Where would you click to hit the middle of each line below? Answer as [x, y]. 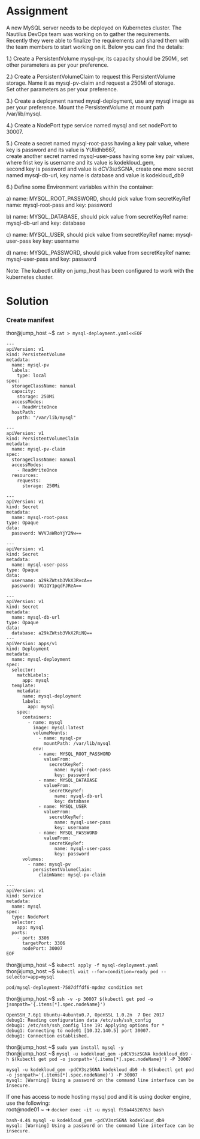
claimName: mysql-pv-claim [72, 875]
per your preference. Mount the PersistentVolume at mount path [85, 107]
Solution [28, 301]
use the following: [28, 1103]
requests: [29, 481]
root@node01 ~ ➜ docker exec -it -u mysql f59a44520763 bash [85, 1110]
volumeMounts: [50, 733]
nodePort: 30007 [42, 949]
